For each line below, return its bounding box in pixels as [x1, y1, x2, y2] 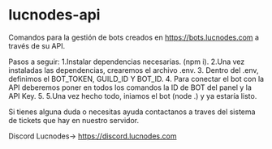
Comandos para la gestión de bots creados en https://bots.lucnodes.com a [8, 32, 260, 42]
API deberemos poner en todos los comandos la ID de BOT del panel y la [8, 83, 252, 92]
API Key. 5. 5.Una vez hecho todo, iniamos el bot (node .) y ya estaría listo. [8, 91, 257, 100]
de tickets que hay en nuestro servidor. [8, 115, 140, 125]
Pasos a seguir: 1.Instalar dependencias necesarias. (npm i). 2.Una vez [8, 57, 245, 66]
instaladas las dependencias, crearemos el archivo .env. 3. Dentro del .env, [8, 65, 259, 74]
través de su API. [8, 40, 66, 50]
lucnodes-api [8, 6, 101, 24]
